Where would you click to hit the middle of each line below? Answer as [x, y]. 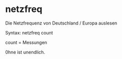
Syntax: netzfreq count [29, 32]
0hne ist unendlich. [25, 52]
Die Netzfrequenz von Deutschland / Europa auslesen [61, 23]
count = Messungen [26, 42]
